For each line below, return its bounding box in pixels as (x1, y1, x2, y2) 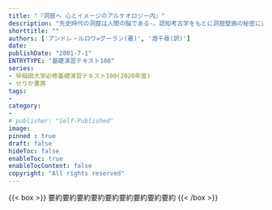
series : (8, 65, 35, 73)
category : (8, 102, 42, 110)
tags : (8, 86, 27, 95)
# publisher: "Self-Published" (8, 117, 114, 125)
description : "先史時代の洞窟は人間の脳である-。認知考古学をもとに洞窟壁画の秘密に (8, 19, 261, 27)
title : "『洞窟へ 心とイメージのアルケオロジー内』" (8, 11, 166, 20)
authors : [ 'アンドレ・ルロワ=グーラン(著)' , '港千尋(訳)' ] (8, 34, 191, 43)
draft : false (8, 139, 53, 148)
